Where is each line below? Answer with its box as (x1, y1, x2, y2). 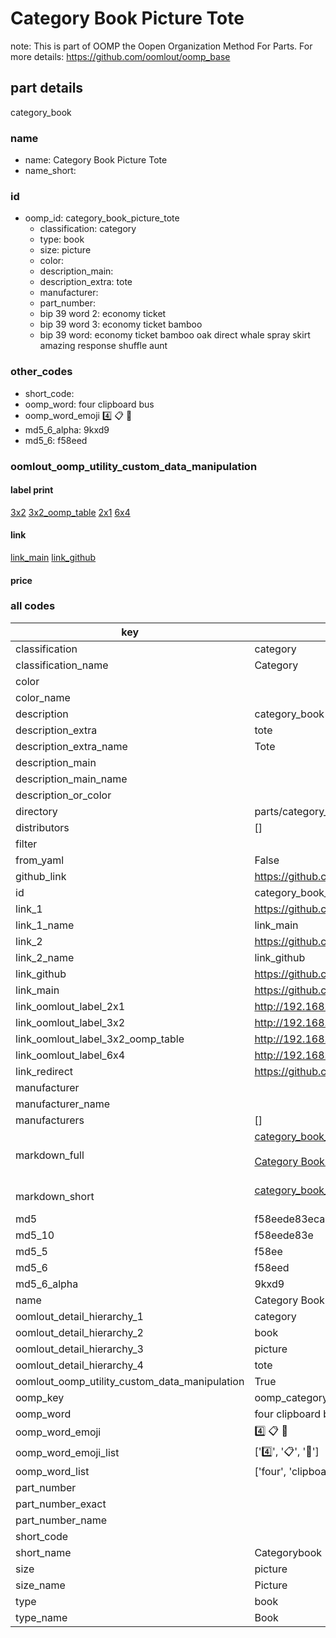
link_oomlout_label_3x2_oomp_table (15, 1032, 185, 1046)
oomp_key (15, 1390, 65, 1404)
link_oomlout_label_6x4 (15, 1048, 126, 1062)
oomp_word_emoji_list (15, 1446, 120, 1460)
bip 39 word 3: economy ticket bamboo (39, 318, 203, 331)
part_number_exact (15, 1497, 107, 1511)
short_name (15, 1545, 72, 1559)
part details (10, 80, 84, 97)
